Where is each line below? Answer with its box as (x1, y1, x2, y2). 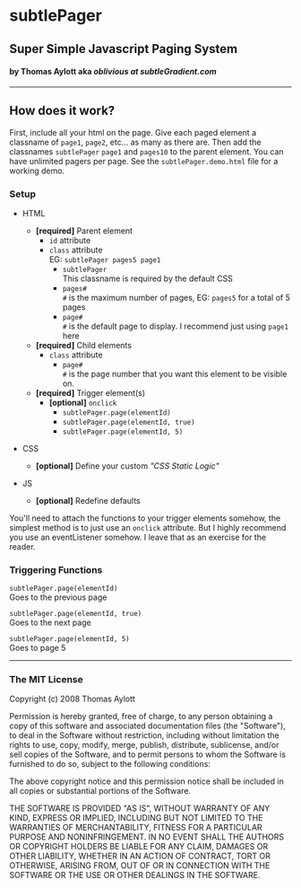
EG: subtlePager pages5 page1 (48, 253, 161, 265)
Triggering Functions (9, 563, 103, 576)
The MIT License (9, 673, 83, 686)
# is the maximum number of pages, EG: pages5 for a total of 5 (62, 292, 291, 303)
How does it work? (9, 103, 116, 119)
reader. (9, 541, 36, 552)
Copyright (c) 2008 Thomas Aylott (9, 693, 136, 705)
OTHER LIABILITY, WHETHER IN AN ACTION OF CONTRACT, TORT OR (9, 850, 271, 862)
